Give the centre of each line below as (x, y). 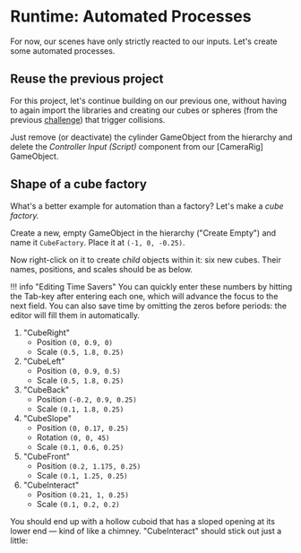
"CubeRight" (46, 333)
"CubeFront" (47, 456)
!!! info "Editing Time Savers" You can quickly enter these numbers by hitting (151, 286)
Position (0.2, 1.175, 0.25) (89, 466)
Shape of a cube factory (78, 184)
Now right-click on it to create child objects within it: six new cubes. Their (146, 259)
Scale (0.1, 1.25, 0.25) (82, 475)
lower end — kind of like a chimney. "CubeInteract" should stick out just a (146, 531)
